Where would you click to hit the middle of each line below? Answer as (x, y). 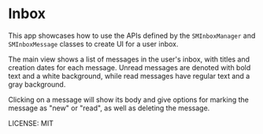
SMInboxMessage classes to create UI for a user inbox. (93, 43)
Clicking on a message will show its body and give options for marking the (129, 99)
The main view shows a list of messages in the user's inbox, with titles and (129, 59)
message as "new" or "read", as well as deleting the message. (109, 108)
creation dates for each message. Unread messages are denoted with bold (130, 67)
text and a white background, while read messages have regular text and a (129, 76)
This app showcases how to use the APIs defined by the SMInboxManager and (132, 35)
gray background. (37, 84)
